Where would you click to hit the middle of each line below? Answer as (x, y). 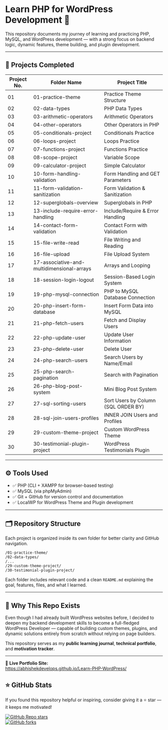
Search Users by (124, 357)
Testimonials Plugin (127, 450)
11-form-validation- (58, 188)
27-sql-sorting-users (60, 403)
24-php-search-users (60, 360)
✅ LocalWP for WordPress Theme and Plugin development (73, 502)
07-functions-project (59, 149)
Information (118, 341)
